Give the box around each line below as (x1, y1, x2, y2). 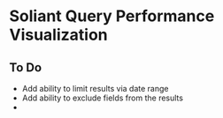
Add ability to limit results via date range (21, 84, 169, 93)
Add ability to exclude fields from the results (21, 92, 184, 103)
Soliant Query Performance (9, 6, 215, 26)
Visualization (9, 25, 108, 45)
